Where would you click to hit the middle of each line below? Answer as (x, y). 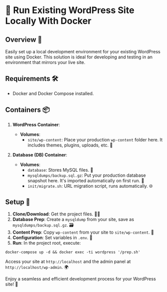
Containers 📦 (28, 110)
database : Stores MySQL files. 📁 (60, 170)
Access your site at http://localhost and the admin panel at (68, 262)
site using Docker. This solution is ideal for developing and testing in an (79, 57)
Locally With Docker (48, 21)
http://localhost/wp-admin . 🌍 (37, 267)
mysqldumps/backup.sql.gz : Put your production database (87, 175)
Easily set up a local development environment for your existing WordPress (83, 52)
